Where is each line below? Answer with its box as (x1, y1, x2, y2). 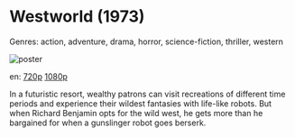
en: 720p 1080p (9, 70, 68, 82)
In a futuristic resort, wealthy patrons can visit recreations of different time (9, 88, 286, 99)
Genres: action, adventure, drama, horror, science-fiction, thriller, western (9, 36, 284, 47)
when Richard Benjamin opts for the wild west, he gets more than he (9, 107, 263, 118)
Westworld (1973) (9, 6, 145, 27)
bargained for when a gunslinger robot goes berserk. (9, 117, 207, 128)
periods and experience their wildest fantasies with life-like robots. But (9, 97, 272, 109)
